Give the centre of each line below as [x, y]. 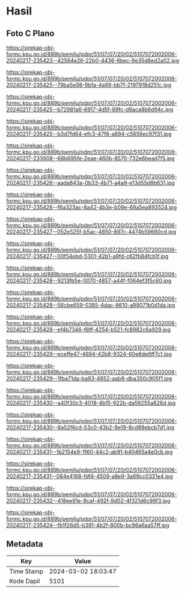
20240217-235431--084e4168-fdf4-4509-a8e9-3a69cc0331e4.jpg [89, 476]
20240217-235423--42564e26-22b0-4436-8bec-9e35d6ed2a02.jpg [92, 61]
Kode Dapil [25, 581]
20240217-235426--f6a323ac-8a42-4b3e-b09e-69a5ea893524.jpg [92, 207]
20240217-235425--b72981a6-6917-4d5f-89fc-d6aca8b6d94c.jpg [90, 109]
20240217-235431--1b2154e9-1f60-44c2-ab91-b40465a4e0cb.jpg [89, 452]
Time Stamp [26, 571]
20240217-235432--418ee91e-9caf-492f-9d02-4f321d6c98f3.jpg [88, 501]
